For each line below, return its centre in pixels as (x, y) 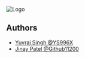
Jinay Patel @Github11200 (47, 48)
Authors (22, 28)
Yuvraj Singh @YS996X (44, 42)
